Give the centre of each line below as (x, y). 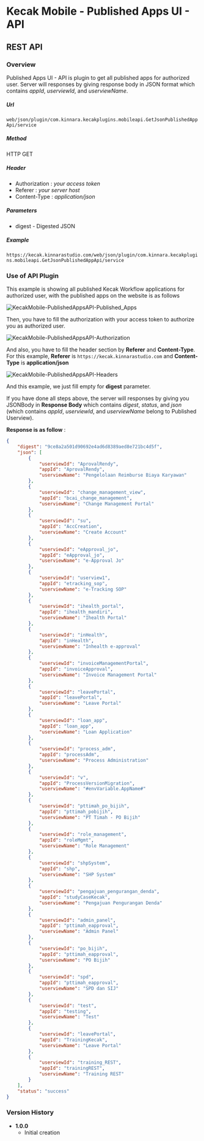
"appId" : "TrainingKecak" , (73, 1040)
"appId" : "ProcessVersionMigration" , (87, 783)
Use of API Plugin (33, 275)
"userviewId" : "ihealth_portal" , (81, 606)
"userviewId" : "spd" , (67, 977)
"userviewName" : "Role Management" (84, 846)
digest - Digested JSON (45, 226)
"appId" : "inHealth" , (67, 640)
